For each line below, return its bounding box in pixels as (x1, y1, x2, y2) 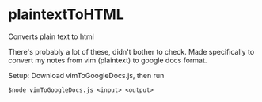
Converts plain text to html (8, 32, 95, 41)
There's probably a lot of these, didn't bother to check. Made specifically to (8, 47, 255, 56)
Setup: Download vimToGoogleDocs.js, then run (8, 70, 165, 80)
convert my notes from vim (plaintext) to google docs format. (8, 55, 207, 65)
